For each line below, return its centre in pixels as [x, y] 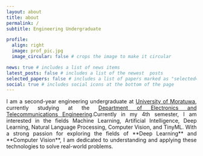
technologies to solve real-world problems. [60, 146]
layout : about [24, 12]
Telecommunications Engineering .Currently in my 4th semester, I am [101, 114]
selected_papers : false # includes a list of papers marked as [88, 79]
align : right [28, 45]
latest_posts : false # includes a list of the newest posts [85, 73]
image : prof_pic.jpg [37, 51]
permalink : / [23, 23]
